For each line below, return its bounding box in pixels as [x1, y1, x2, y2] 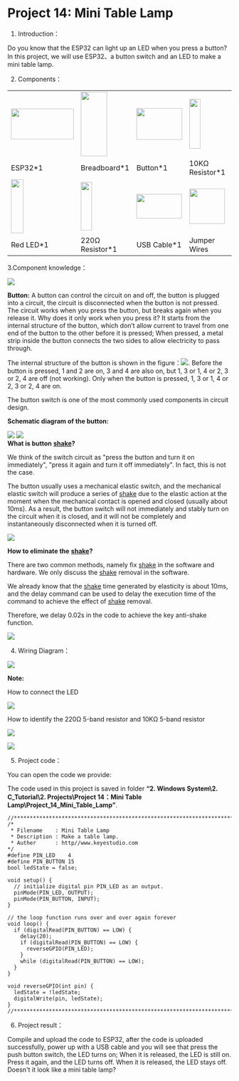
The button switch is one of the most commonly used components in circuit [7, 395, 229, 404]
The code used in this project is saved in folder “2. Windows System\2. [7, 784, 218, 793]
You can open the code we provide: [7, 770, 112, 779]
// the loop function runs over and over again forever [7, 914, 176, 921]
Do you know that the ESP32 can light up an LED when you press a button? [7, 43, 228, 52]
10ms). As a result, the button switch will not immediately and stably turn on [7, 504, 229, 513]
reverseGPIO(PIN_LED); [26, 945, 94, 952]
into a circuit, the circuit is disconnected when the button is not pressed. [7, 298, 219, 307]
